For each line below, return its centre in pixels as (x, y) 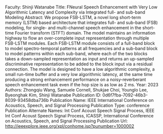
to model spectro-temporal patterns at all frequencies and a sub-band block (81, 48)
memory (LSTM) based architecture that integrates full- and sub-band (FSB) (81, 22)
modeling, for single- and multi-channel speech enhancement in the (73, 28)
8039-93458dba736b (27, 100)
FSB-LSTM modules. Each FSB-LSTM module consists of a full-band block (80, 43)
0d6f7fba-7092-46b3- (125, 95)
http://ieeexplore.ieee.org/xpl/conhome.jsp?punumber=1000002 (70, 126)
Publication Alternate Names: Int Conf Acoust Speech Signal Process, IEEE (80, 111)
